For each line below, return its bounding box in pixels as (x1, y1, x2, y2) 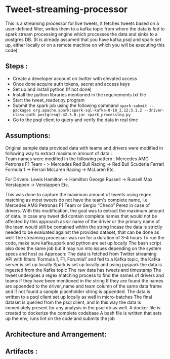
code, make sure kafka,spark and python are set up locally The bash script (5, 240, 161, 246)
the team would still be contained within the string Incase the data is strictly (5, 224, 163, 230)
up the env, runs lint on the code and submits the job (5, 315, 115, 321)
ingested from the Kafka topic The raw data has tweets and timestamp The (5, 267, 161, 273)
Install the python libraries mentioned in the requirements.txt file (12, 91, 146, 97)
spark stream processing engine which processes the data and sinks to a (5, 31, 158, 37)
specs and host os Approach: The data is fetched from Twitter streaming (5, 250, 157, 257)
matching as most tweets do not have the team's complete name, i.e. (5, 197, 149, 203)
